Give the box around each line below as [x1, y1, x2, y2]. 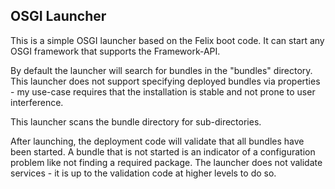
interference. [10, 96, 64, 108]
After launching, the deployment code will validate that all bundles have [10, 135, 305, 147]
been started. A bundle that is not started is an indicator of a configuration [10, 145, 316, 158]
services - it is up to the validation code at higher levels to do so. [10, 167, 277, 179]
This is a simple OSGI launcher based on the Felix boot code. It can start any [10, 34, 325, 46]
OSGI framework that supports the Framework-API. [10, 45, 221, 57]
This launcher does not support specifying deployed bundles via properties [10, 75, 321, 87]
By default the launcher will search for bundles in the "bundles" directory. [10, 64, 313, 76]
